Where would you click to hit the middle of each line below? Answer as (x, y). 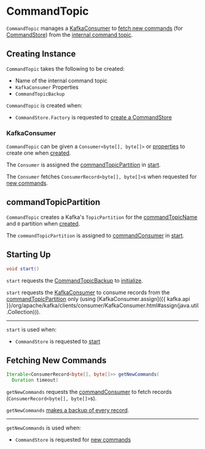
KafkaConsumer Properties (47, 87)
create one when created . (39, 153)
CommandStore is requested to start (58, 341)
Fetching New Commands (56, 360)
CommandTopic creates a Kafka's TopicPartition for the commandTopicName (102, 217)
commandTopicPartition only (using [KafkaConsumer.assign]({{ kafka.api (98, 299)
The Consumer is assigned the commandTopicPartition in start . (84, 165)
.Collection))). (23, 312)
